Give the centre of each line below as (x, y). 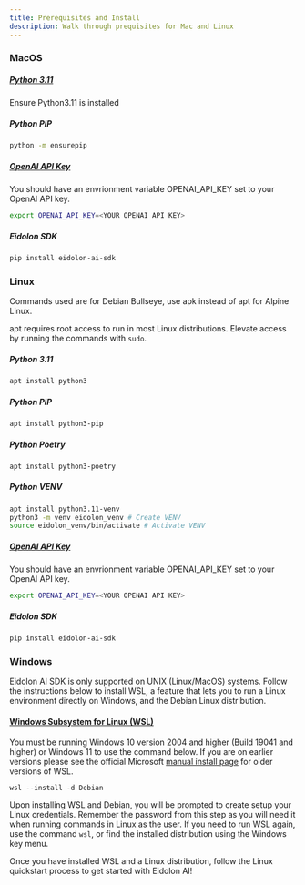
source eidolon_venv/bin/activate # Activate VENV (107, 526)
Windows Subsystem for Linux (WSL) (82, 721)
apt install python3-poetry (63, 466)
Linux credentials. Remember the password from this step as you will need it (152, 815)
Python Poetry (37, 444)
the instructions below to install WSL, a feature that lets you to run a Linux (147, 691)
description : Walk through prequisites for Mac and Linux (122, 26)
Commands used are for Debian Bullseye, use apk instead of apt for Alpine (149, 301)
